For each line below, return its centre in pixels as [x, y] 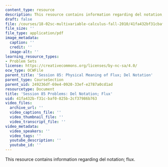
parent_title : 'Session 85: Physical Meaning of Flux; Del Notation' [79, 75]
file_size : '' [20, 29]
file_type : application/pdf [34, 33]
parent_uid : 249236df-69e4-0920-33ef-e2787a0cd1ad [59, 84]
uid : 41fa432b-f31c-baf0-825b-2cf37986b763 [51, 98]
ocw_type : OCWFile [24, 71]
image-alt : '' [24, 52]
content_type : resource [30, 10]
